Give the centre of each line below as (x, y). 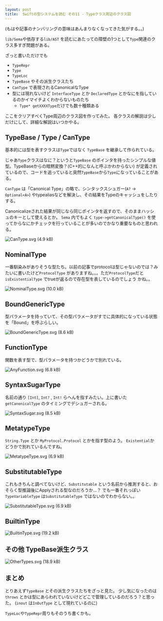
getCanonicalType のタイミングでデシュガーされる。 (57, 403)
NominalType (26, 254)
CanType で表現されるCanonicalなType (50, 87)
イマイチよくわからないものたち (57, 99)
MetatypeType (28, 428)
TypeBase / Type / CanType (48, 137)
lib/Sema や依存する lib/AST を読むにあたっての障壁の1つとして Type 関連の (78, 39)
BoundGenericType (35, 304)
